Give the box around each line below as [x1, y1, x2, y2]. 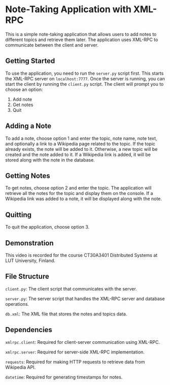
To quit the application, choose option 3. [5, 224, 90, 230]
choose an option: [5, 86, 43, 92]
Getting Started [5, 57, 55, 66]
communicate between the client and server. [5, 42, 99, 48]
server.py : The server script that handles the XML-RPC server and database [5, 296, 165, 302]
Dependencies [5, 326, 52, 334]
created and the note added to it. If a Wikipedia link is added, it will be [5, 151, 151, 157]
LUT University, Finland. [5, 258, 56, 264]
